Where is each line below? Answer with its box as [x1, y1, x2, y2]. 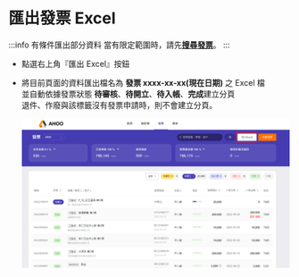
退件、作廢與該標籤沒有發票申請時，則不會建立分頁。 [21, 99, 218, 110]
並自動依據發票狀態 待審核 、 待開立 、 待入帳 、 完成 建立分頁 [21, 88, 236, 99]
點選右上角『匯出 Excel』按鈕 [21, 58, 130, 69]
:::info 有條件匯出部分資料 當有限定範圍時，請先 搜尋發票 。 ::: [8, 39, 230, 50]
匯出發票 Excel [8, 8, 117, 29]
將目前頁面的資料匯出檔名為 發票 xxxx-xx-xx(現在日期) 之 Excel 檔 [21, 77, 265, 88]
